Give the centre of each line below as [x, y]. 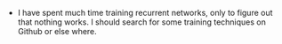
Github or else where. [57, 31]
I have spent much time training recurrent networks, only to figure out [145, 13]
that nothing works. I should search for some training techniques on [142, 22]
